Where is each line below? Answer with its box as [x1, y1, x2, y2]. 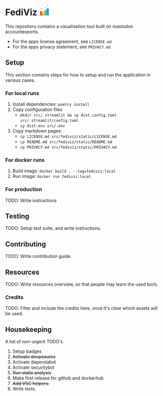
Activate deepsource [12, 354, 56, 360]
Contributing [5, 240, 46, 248]
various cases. [5, 77, 36, 83]
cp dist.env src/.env [20, 123, 65, 128]
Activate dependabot [12, 359, 56, 365]
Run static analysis [12, 370, 52, 376]
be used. [5, 310, 24, 317]
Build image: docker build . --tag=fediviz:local [12, 168, 116, 174]
